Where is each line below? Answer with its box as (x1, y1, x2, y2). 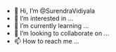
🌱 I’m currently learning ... (13, 22, 89, 30)
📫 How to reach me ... (13, 37, 79, 45)
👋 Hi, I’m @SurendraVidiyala (13, 7, 96, 15)
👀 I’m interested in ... (13, 14, 74, 22)
